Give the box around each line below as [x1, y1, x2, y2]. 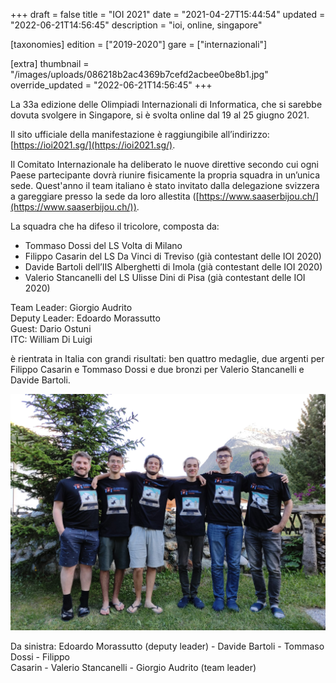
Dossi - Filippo [10, 651, 70, 663]
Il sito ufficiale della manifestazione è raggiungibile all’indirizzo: [10, 129, 270, 140]
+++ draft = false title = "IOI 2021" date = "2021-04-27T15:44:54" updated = [10, 9, 326, 20]
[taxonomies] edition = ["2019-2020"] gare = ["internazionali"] [10, 39, 268, 50]
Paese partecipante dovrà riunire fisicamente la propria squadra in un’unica [10, 169, 321, 181]
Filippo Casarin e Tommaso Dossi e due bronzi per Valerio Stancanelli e [10, 364, 305, 375]
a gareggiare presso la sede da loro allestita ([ [10, 190, 200, 202]
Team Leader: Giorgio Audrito [10, 302, 133, 313]
